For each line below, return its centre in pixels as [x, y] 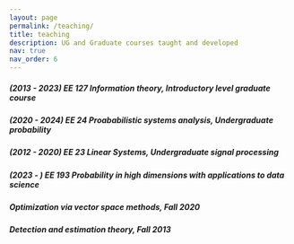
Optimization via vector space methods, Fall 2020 [104, 207]
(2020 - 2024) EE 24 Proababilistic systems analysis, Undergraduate [141, 120]
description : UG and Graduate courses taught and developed [124, 43]
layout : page [34, 17]
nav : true [28, 51]
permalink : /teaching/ [52, 26]
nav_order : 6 [34, 59]
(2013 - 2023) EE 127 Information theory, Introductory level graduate [140, 88]
